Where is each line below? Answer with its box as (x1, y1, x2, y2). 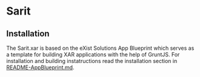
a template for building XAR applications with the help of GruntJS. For (6, 51, 180, 58)
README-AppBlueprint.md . (6, 64, 75, 71)
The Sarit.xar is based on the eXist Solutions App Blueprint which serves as (6, 44, 195, 52)
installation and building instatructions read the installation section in (6, 58, 178, 64)
